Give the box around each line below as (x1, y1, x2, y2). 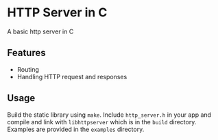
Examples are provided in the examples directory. (7, 125, 145, 133)
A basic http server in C (7, 27, 74, 36)
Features (7, 47, 46, 59)
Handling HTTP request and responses (16, 72, 128, 81)
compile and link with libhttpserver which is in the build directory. (7, 117, 197, 126)
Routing (16, 65, 40, 73)
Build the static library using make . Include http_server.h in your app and (7, 111, 211, 119)
